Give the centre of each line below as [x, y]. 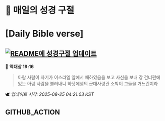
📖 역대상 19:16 [20, 67]
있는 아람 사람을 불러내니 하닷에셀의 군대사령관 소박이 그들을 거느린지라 [88, 84]
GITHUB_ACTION [33, 112]
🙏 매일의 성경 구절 [40, 10]
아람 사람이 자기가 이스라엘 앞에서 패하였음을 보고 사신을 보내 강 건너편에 [89, 77]
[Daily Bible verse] [44, 34]
